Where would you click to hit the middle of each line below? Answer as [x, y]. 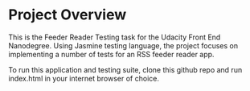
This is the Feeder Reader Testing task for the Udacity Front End [115, 37]
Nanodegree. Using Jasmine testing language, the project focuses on [123, 45]
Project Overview [68, 15]
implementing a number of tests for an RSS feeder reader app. [111, 54]
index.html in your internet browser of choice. [84, 78]
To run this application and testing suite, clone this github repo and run [125, 69]
